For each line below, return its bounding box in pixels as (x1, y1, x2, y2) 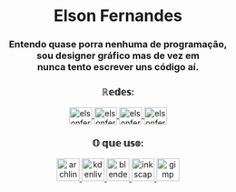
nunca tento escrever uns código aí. (36, 61, 200, 74)
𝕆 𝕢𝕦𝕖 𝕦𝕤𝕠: (92, 137, 144, 150)
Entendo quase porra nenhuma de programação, (8, 38, 228, 51)
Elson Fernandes (53, 5, 183, 26)
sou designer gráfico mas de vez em (36, 49, 200, 62)
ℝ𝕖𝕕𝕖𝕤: (101, 86, 135, 98)
